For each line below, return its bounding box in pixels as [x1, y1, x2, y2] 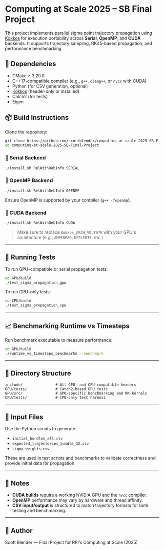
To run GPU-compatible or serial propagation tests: [5, 266, 108, 272]
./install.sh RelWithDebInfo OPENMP [5, 188, 80, 193]
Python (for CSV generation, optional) [12, 83, 88, 89]
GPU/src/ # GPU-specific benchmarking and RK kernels [5, 391, 147, 396]
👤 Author [5, 527, 33, 535]
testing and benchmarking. [12, 507, 67, 514]
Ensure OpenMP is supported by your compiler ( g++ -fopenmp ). [5, 197, 131, 203]
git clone [5, 138, 25, 143]
